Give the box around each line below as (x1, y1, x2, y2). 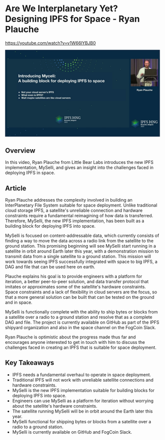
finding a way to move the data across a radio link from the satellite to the (5, 238, 154, 244)
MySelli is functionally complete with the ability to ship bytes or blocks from (5, 309, 158, 315)
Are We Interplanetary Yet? (5, 3, 118, 14)
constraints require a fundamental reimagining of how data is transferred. (5, 213, 153, 219)
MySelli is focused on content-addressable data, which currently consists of (5, 233, 160, 238)
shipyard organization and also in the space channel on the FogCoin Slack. (5, 325, 156, 331)
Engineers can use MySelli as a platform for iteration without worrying (12, 398, 154, 404)
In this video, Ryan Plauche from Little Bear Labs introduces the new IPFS (5, 159, 154, 165)
